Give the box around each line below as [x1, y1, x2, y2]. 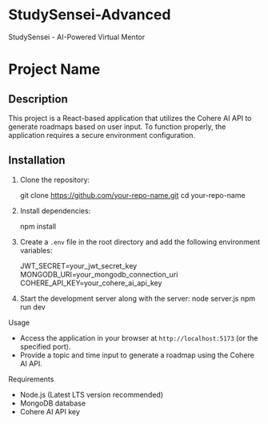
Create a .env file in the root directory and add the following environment [19, 236, 261, 246]
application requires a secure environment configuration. [8, 130, 196, 139]
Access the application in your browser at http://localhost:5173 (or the [19, 333, 258, 342]
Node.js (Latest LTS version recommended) [19, 390, 164, 399]
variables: [19, 245, 53, 255]
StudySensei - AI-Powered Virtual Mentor [8, 32, 146, 42]
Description [8, 92, 68, 106]
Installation [8, 154, 66, 168]
